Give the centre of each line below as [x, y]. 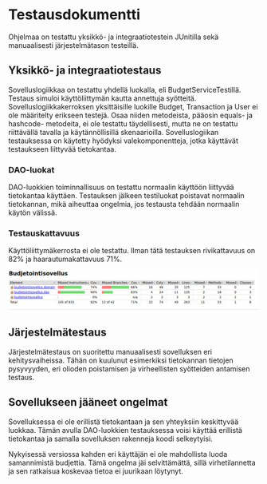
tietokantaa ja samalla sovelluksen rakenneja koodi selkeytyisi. [110, 438]
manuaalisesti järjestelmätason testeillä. [74, 45]
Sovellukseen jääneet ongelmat [88, 402]
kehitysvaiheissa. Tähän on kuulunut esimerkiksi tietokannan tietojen [121, 360]
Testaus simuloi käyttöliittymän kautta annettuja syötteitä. [102, 98]
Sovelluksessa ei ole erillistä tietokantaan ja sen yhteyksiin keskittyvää [124, 422]
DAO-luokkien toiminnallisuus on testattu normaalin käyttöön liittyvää [121, 187]
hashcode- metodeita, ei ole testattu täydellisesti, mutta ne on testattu [123, 123]
